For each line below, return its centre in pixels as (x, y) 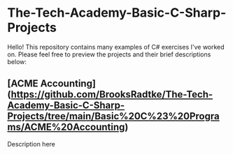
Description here (31, 144)
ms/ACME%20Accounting (66, 127)
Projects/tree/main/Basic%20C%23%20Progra (113, 116)
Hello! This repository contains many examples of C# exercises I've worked (116, 47)
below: (17, 61)
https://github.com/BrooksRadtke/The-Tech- (112, 94)
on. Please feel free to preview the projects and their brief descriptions (109, 54)
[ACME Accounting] (52, 84)
